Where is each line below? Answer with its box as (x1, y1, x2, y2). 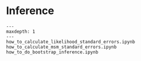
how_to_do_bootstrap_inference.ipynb (6, 49, 99, 55)
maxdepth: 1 (6, 28, 35, 35)
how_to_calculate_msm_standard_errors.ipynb (6, 44, 117, 50)
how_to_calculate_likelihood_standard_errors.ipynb (6, 39, 135, 45)
